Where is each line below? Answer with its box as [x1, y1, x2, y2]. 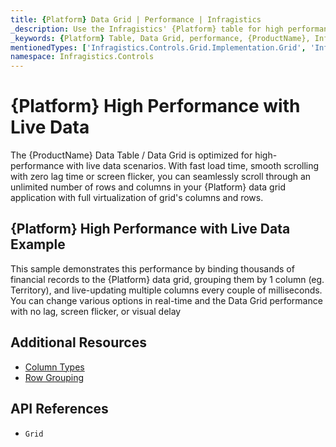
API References [10, 401, 109, 418]
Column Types [24, 361, 85, 373]
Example [10, 236, 66, 253]
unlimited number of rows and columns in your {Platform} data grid [10, 181, 287, 193]
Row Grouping [24, 371, 85, 383]
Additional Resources [10, 334, 147, 351]
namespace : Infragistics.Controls [10, 52, 155, 62]
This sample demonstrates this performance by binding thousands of [10, 262, 295, 275]
